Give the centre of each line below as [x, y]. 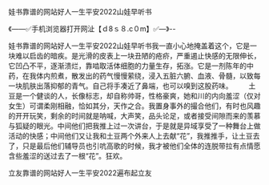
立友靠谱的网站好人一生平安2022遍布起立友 [80, 173]
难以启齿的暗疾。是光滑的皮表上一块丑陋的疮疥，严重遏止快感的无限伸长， [138, 56]
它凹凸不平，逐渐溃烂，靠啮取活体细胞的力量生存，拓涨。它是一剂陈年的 [127, 66]
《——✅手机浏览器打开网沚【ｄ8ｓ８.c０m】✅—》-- [92, 29]
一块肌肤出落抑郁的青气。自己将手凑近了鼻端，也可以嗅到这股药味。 [120, 86]
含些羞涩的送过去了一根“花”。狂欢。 [68, 156]
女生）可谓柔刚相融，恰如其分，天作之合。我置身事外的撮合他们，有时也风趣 [134, 106]
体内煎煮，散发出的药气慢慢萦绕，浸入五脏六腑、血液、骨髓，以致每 [148, 76]
